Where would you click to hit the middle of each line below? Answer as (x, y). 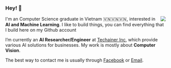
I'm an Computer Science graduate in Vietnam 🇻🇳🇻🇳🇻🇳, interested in (80, 19)
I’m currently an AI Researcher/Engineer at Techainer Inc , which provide (81, 40)
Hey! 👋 (13, 8)
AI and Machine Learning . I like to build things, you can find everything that (84, 25)
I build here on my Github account (41, 30)
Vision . (13, 50)
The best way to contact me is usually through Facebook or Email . (75, 60)
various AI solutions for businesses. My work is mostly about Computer (80, 45)
